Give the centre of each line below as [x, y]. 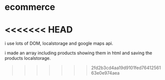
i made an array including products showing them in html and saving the [79, 53]
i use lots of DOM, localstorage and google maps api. [59, 43]
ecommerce [30, 7]
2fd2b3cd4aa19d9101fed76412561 [126, 68]
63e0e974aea [105, 73]
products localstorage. [28, 58]
